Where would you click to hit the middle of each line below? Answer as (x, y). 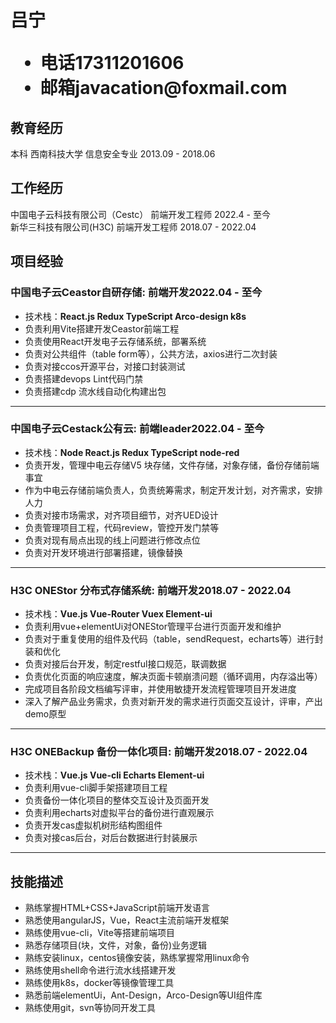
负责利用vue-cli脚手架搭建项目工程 (96, 788)
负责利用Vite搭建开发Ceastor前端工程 (102, 328)
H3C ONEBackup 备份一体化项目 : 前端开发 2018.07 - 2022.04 (159, 752)
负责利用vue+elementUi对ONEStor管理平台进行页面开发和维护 (153, 627)
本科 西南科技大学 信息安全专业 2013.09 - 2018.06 (113, 154)
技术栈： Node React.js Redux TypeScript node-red (132, 452)
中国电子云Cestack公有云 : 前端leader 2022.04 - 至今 (137, 429)
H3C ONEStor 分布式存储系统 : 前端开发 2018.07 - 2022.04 (151, 590)
